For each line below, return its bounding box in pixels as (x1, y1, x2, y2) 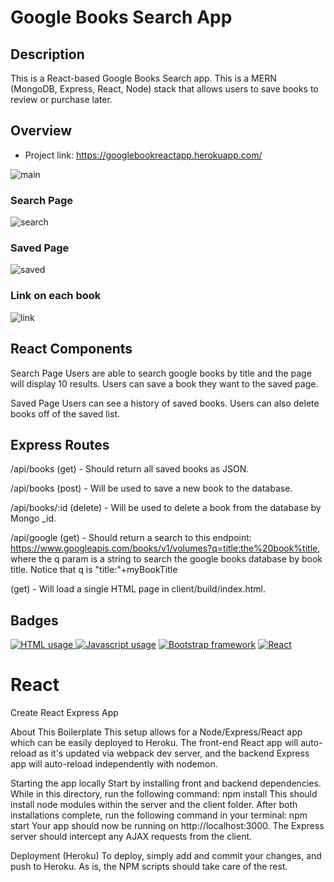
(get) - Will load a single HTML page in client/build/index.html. (10, 583, 267, 595)
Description (10, 46, 85, 63)
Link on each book (10, 289, 102, 303)
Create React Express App (10, 707, 119, 719)
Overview (10, 122, 73, 140)
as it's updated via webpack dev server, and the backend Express (38, 747, 310, 760)
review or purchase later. (10, 94, 113, 105)
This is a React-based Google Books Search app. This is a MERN (10, 72, 277, 84)
